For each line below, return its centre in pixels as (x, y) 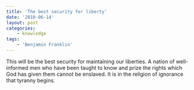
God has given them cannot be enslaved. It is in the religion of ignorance (95, 74)
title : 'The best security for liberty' (57, 12)
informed (17, 67)
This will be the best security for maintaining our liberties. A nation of (90, 61)
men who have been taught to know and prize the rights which (106, 67)
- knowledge (31, 34)
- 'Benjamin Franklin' (45, 45)
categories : (21, 28)
